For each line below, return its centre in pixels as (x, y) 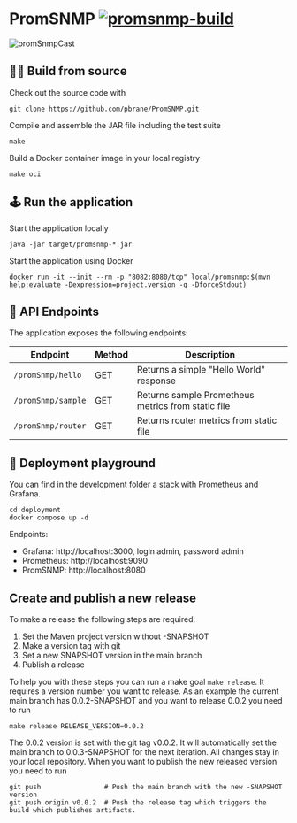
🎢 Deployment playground (83, 463)
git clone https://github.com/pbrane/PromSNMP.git (104, 109)
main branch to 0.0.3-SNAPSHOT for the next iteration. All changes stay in (145, 752)
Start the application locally (59, 228)
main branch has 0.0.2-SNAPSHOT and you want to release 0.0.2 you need (146, 700)
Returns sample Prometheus (195, 396)
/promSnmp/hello (48, 375)
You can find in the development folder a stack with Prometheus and (134, 485)
